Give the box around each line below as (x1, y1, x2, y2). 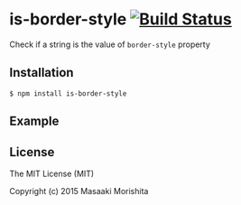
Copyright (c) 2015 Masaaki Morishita (9, 185, 149, 196)
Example (9, 114, 60, 129)
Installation (9, 65, 74, 80)
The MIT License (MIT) (9, 168, 95, 179)
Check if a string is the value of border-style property (9, 39, 210, 50)
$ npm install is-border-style (9, 89, 127, 98)
